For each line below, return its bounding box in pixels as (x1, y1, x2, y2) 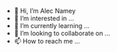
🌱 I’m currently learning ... (13, 22, 90, 30)
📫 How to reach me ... (13, 37, 80, 45)
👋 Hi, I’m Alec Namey (13, 7, 76, 15)
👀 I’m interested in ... (13, 14, 74, 22)
